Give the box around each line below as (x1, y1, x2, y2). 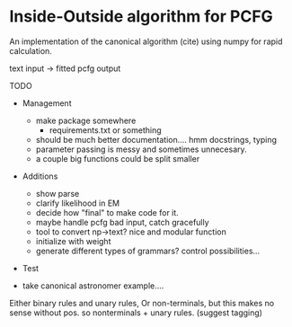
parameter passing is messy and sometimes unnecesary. (35, 144, 247, 155)
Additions (22, 171, 58, 181)
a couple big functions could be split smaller (35, 153, 200, 163)
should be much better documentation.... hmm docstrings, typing (35, 134, 277, 145)
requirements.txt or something (49, 124, 162, 136)
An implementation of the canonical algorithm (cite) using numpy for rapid (9, 36, 283, 47)
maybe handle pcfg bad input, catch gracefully (35, 217, 209, 227)
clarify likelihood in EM (35, 198, 119, 208)
